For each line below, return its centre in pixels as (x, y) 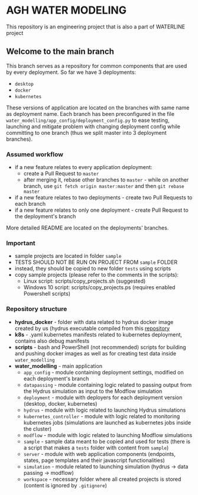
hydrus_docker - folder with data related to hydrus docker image (94, 322)
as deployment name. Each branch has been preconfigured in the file (90, 114)
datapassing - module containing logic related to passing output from (108, 384)
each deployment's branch (56, 378)
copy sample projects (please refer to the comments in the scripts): (97, 275)
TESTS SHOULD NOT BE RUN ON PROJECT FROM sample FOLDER (96, 262)
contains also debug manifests (52, 341)
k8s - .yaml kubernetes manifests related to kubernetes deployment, (98, 334)
